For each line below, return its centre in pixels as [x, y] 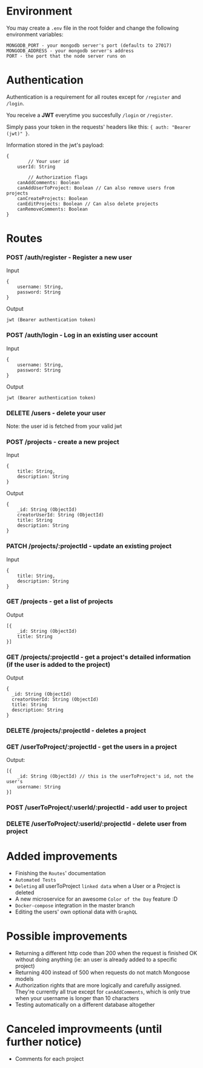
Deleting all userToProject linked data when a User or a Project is [98, 886]
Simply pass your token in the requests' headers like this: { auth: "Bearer [98, 127]
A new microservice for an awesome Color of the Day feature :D [96, 899]
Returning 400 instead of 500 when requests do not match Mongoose [102, 973]
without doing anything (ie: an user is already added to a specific [96, 960]
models [24, 979]
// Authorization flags [58, 177]
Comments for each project [49, 1059]
